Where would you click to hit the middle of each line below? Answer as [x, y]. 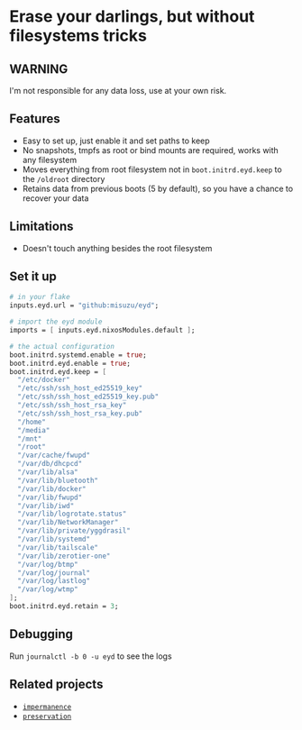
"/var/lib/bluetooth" [58, 480]
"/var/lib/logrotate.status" [72, 514]
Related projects [56, 684]
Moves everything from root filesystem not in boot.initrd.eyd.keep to [152, 169]
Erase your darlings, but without [132, 17]
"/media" [34, 430]
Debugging [41, 634]
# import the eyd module [56, 322]
